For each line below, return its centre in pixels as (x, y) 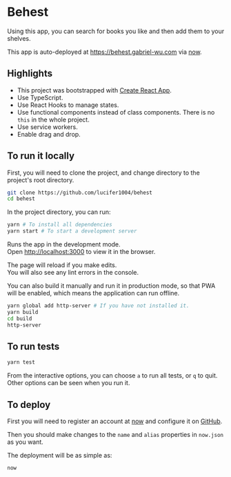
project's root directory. (41, 179)
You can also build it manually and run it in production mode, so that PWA (111, 286)
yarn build (23, 312)
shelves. (19, 38)
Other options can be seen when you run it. (69, 383)
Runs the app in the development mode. (64, 244)
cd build (20, 318)
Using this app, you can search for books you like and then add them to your (116, 31)
